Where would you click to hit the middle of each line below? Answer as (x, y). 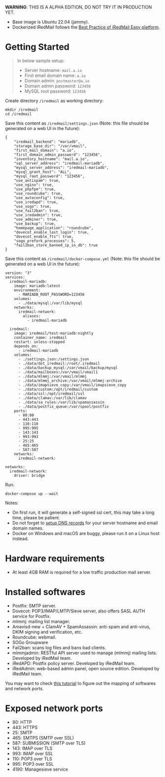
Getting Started (37, 47)
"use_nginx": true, (34, 185)
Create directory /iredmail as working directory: (54, 101)
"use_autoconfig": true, (39, 198)
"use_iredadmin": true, (38, 215)
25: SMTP (22, 732)
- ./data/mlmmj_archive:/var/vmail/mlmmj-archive (70, 381)
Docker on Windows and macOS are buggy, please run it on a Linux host (86, 533)
